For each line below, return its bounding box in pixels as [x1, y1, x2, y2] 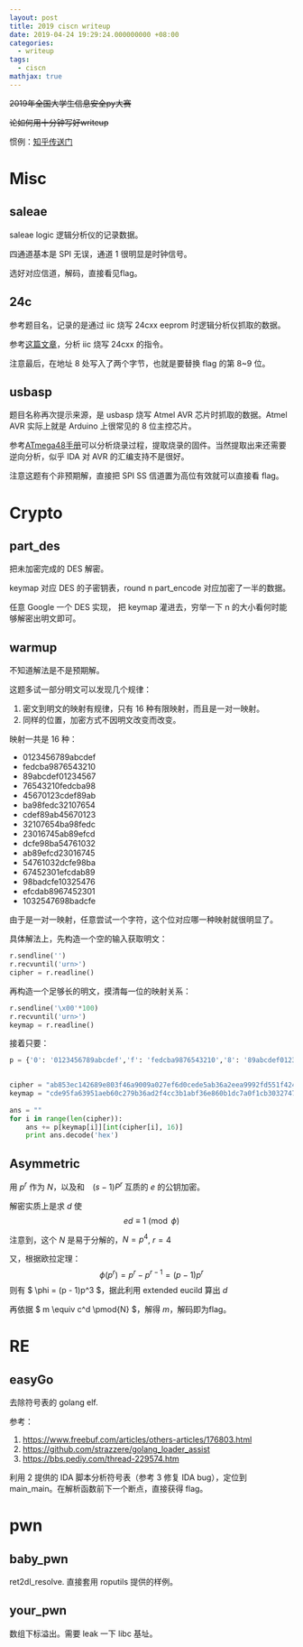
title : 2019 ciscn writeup [9, 22, 111, 31]
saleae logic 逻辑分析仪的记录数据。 [9, 229, 143, 240]
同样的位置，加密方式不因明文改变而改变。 [22, 715, 181, 726]
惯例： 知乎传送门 [9, 136, 73, 147]
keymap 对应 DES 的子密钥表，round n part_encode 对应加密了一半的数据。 [9, 583, 291, 594]
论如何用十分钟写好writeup [9, 116, 109, 127]
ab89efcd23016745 [22, 847, 96, 858]
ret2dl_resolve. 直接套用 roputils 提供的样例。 [9, 1577, 179, 1587]
